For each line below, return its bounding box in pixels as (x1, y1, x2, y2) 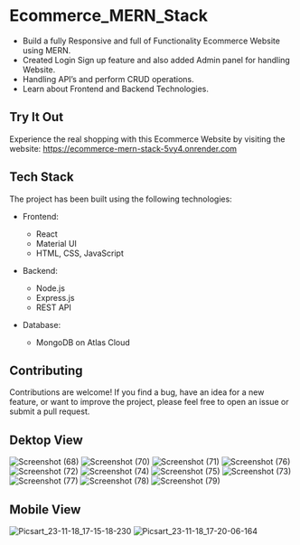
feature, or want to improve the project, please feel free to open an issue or (9, 397, 289, 408)
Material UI (35, 238, 77, 249)
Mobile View (9, 502, 81, 517)
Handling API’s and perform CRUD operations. (22, 73, 194, 84)
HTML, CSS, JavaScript (35, 248, 124, 258)
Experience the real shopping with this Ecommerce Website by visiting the (9, 133, 286, 145)
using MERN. (22, 44, 71, 55)
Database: (22, 319, 61, 330)
